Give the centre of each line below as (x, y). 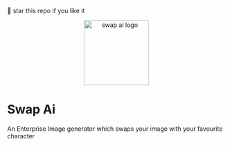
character (21, 136)
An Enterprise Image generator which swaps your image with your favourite (115, 129)
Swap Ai (32, 110)
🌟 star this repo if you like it (46, 11)
